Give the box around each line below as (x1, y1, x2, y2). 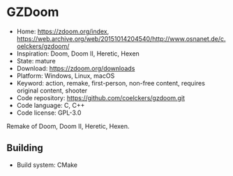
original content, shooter (16, 86, 88, 95)
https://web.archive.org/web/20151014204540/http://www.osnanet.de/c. (16, 34, 226, 42)
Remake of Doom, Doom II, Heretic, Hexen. (6, 122, 130, 130)
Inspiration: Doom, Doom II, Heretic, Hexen (16, 49, 140, 58)
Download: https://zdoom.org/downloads (16, 64, 135, 72)
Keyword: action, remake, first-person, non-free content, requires (16, 79, 205, 87)
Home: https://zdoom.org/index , (16, 27, 110, 35)
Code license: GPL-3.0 (16, 109, 82, 117)
